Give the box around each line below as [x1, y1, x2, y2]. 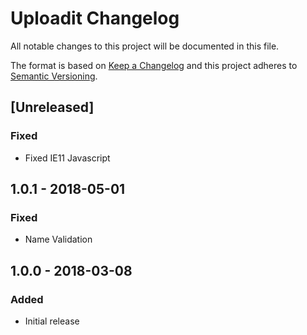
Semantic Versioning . [10, 70, 98, 82]
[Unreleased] [10, 99, 95, 116]
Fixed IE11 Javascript [24, 152, 111, 164]
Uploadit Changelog [10, 7, 180, 30]
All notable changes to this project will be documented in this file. [10, 40, 280, 52]
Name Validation [24, 233, 93, 246]
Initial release [24, 315, 80, 327]
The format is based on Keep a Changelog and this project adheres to [10, 59, 298, 71]
